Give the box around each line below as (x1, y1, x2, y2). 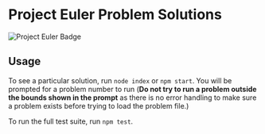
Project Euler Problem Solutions (8, 6, 223, 24)
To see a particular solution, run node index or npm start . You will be (8, 75, 232, 85)
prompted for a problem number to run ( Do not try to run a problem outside (8, 84, 257, 94)
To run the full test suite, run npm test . (8, 117, 134, 126)
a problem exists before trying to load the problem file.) (8, 101, 189, 110)
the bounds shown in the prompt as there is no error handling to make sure (8, 93, 257, 102)
